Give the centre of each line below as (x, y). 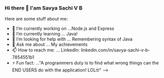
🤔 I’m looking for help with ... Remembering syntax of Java (72, 39)
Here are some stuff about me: (36, 19)
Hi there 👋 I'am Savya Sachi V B (44, 8)
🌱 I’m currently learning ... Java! (45, 34)
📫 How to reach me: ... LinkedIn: (46, 50)
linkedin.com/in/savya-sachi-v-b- (116, 50)
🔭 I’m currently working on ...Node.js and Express (63, 28)
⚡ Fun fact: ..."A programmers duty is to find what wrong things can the (85, 63)
